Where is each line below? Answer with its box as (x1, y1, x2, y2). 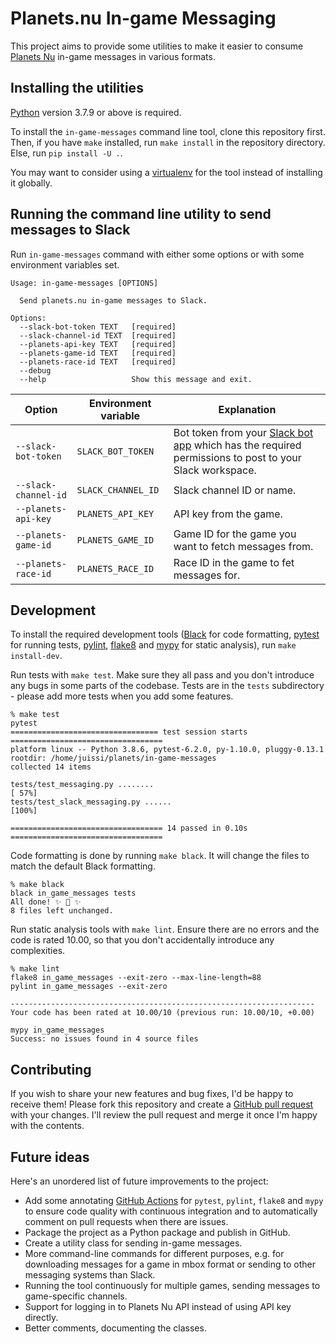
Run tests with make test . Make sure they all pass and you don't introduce (10, 669, 315, 681)
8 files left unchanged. (10, 906, 114, 916)
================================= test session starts (10, 727, 248, 737)
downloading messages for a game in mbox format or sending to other (24, 1258, 316, 1270)
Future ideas (10, 1148, 90, 1166)
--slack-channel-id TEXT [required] (19, 330, 177, 341)
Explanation (218, 402, 277, 416)
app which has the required (173, 438, 302, 452)
